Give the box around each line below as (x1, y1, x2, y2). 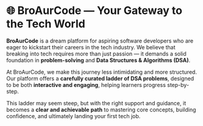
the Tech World (6, 17, 85, 31)
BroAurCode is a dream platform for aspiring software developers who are (6, 37, 194, 44)
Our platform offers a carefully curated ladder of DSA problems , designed (6, 74, 194, 82)
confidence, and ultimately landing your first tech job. (6, 112, 141, 119)
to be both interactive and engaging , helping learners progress (6, 81, 166, 88)
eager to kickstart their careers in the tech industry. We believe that (6, 43, 176, 51)
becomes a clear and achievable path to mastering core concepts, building (6, 106, 196, 113)
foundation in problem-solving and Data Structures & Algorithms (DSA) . (6, 56, 191, 64)
